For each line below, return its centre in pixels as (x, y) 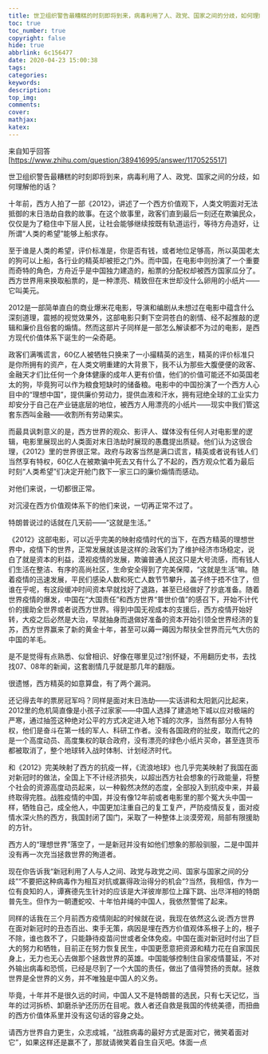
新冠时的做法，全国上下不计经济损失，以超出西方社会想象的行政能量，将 (134, 777)
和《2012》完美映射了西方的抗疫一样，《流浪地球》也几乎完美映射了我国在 (130, 767)
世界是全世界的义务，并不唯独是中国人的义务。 (85, 978)
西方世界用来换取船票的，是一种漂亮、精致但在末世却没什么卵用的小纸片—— (134, 280)
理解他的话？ (36, 186)
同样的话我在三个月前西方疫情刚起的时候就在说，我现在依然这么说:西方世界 (132, 918)
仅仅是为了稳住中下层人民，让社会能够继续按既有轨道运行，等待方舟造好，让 (134, 223)
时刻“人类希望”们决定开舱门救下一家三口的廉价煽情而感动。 (106, 471)
